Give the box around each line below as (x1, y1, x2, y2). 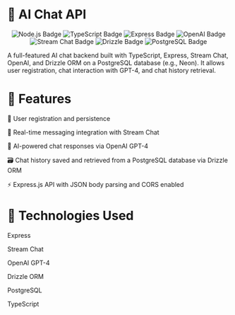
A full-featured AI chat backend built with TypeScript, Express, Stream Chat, (7, 51, 229, 59)
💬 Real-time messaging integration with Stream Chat (7, 127, 160, 137)
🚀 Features (7, 91, 72, 107)
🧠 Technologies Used (7, 208, 134, 224)
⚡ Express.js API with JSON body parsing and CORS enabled (7, 180, 184, 188)
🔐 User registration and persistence (7, 114, 111, 122)
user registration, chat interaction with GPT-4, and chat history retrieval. (7, 66, 217, 74)
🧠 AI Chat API (7, 6, 87, 23)
